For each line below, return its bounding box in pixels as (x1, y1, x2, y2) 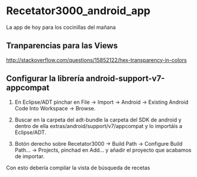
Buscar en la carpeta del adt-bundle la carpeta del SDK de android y (14, 116, 182, 123)
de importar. (14, 152, 45, 160)
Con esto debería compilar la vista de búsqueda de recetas (6, 164, 150, 171)
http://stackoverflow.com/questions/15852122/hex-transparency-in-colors (6, 56, 188, 63)
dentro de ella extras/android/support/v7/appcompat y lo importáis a (14, 122, 182, 129)
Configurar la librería (6, 74, 85, 84)
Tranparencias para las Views (6, 41, 118, 51)
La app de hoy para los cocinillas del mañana (6, 24, 117, 31)
